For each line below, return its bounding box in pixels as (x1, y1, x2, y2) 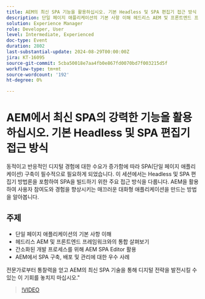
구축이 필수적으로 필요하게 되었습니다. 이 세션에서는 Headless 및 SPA (24, 171, 190, 178)
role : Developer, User (6, 26, 64, 32)
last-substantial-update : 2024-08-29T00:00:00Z (6, 49, 130, 55)
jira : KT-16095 (6, 54, 45, 61)
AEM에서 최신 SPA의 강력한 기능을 (6, 111, 170, 125)
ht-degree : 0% (6, 77, 43, 83)
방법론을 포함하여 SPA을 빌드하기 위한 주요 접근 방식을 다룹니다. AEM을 (17, 178, 188, 185)
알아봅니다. (12, 193, 40, 201)
